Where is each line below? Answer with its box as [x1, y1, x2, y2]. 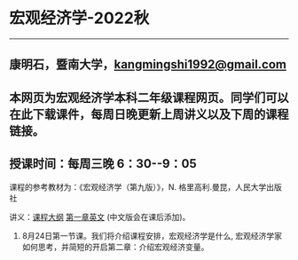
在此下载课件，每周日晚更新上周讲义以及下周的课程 [9, 106, 289, 122]
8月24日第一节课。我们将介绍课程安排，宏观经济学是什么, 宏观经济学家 [21, 230, 282, 240]
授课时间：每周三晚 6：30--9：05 [9, 156, 197, 171]
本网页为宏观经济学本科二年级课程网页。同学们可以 [9, 90, 289, 105]
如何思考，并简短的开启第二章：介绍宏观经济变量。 [21, 241, 209, 252]
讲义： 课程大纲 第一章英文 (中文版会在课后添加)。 [9, 211, 191, 222]
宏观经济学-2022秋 [9, 8, 150, 28]
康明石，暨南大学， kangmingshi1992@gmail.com [9, 57, 286, 72]
